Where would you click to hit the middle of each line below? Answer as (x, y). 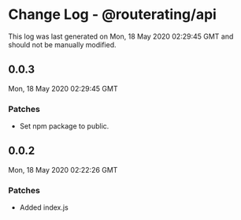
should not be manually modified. (62, 44)
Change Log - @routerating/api (112, 15)
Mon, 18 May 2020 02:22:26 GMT (63, 170)
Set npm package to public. (64, 126)
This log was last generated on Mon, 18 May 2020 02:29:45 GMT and (121, 36)
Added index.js (44, 207)
